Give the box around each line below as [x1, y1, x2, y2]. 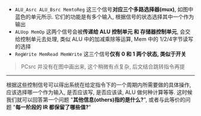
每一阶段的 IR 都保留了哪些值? [15, 104, 89, 111]
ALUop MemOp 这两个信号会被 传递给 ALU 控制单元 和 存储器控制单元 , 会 [14, 28, 185, 35]
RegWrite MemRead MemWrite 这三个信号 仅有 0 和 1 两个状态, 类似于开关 [14, 51, 187, 57]
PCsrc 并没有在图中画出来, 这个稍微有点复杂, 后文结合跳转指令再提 [20, 63, 185, 70]
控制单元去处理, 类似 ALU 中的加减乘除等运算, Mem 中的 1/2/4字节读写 [20, 36, 193, 42]
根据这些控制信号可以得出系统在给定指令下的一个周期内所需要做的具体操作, [6, 81, 191, 88]
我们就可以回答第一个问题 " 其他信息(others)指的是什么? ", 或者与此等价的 [6, 96, 185, 103]
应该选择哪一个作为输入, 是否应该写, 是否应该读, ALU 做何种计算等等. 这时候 [6, 89, 193, 96]
